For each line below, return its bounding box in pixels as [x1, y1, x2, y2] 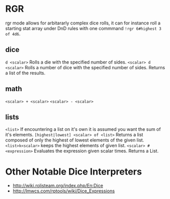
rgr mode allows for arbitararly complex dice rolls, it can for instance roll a [5, 20, 161, 26]
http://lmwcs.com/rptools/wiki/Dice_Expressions [12, 188, 115, 194]
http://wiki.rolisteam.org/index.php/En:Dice [12, 183, 104, 189]
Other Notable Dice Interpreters [5, 166, 142, 177]
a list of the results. [5, 70, 46, 76]
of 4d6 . [5, 31, 20, 37]
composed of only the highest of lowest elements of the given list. [5, 137, 144, 143]
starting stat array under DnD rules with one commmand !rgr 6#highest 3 [5, 25, 162, 31]
